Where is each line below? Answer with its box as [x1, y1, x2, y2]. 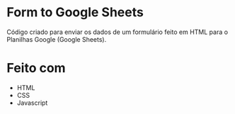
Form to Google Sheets [6, 4, 144, 21]
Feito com [6, 60, 66, 76]
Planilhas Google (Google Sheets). [6, 35, 107, 43]
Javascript [16, 98, 48, 107]
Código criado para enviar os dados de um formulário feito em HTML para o [6, 28, 228, 36]
